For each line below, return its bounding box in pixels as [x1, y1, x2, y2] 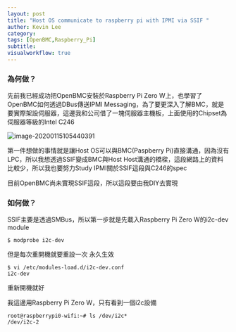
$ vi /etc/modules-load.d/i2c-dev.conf [7, 264, 125, 272]
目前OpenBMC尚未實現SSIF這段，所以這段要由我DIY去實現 [7, 179, 178, 187]
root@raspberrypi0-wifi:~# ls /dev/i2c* [7, 312, 128, 320]
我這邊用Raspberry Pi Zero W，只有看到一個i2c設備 [7, 298, 157, 307]
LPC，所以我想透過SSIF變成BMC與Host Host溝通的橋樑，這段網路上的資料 [7, 155, 224, 164]
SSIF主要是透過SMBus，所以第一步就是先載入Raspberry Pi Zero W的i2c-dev [7, 215, 229, 224]
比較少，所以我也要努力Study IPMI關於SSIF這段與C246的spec [7, 164, 187, 172]
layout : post [7, 10, 46, 18]
